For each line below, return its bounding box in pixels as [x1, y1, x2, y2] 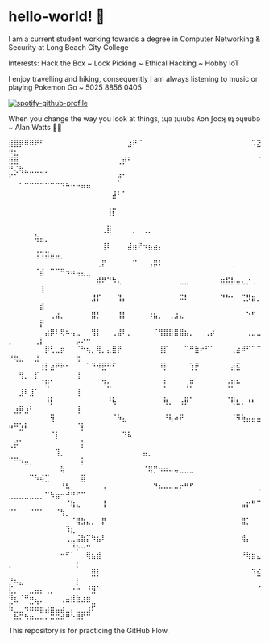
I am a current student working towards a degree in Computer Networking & [8, 34, 260, 44]
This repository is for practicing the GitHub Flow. [8, 625, 169, 635]
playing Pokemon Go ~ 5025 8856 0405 [8, 82, 143, 92]
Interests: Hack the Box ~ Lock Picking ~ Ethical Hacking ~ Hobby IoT [8, 58, 240, 68]
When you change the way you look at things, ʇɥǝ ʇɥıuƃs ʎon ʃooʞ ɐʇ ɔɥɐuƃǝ [8, 113, 261, 124]
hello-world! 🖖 [8, 7, 106, 26]
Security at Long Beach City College [8, 42, 129, 52]
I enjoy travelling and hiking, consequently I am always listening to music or [8, 74, 259, 83]
